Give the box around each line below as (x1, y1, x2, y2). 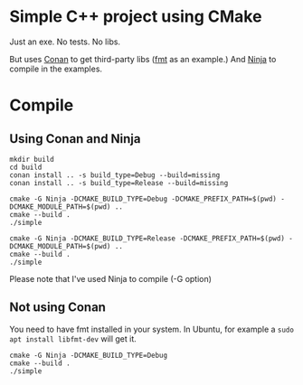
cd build (9, 163, 43, 172)
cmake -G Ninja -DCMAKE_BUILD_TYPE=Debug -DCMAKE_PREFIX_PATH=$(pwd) (9, 194, 278, 203)
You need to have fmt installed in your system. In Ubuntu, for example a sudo (9, 324, 294, 334)
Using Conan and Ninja (9, 131, 141, 146)
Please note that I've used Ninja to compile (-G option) (9, 273, 213, 284)
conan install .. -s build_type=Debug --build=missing (9, 170, 221, 180)
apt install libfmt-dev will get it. (9, 333, 137, 344)
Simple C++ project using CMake (9, 6, 262, 27)
